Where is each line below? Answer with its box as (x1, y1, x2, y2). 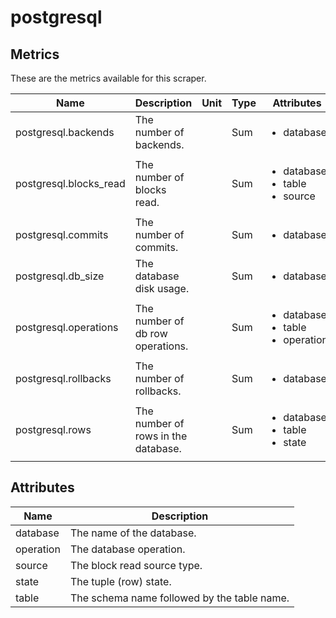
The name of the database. (69, 526, 197, 540)
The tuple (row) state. (69, 574, 172, 588)
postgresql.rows (15, 423, 92, 436)
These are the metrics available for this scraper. (10, 72, 207, 84)
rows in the (134, 429, 188, 443)
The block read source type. (69, 558, 203, 572)
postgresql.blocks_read (15, 177, 126, 190)
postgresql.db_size (15, 269, 105, 283)
